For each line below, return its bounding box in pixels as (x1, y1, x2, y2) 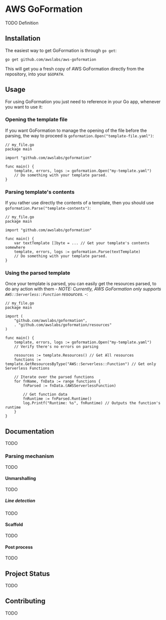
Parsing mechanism (5, 453, 55, 460)
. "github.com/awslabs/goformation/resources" (14, 322, 112, 328)
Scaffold (5, 522, 23, 528)
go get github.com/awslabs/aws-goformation (5, 57, 97, 62)
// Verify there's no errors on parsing (14, 344, 99, 349)
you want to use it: (5, 104, 43, 110)
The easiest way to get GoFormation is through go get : (5, 47, 117, 53)
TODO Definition (5, 20, 39, 26)
